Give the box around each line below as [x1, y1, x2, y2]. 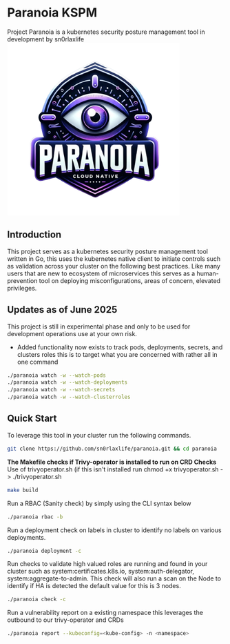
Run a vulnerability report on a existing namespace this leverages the [7, 609, 203, 617]
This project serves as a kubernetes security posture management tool [7, 247, 209, 255]
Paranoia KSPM [7, 5, 98, 21]
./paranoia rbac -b [7, 513, 63, 520]
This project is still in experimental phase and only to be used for [7, 322, 191, 331]
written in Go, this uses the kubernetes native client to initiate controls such [7, 254, 221, 263]
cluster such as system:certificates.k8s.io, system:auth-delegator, [7, 567, 195, 576]
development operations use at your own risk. [7, 329, 138, 338]
